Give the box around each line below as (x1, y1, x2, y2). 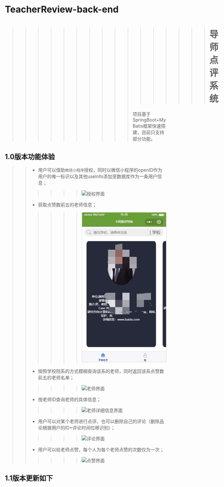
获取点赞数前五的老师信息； (38, 202, 97, 208)
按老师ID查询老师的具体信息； (38, 396, 101, 402)
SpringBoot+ (132, 117, 160, 123)
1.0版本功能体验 (5, 152, 55, 161)
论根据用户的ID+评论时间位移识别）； (38, 424, 116, 430)
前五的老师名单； (38, 374, 74, 381)
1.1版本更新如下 (5, 474, 53, 483)
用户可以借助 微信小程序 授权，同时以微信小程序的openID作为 (38, 167, 163, 173)
